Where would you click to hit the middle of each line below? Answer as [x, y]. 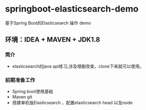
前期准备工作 [20, 80]
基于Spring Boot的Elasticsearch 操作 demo [48, 23]
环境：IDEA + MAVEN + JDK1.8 [52, 40]
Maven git [22, 97]
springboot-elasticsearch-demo [72, 9]
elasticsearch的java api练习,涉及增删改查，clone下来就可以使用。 [78, 66]
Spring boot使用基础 [32, 91]
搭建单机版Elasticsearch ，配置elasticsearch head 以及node [72, 102]
